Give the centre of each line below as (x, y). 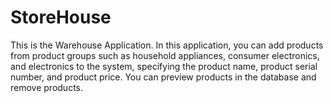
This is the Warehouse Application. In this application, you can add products (167, 45)
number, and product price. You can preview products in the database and (163, 77)
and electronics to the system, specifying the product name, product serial (164, 66)
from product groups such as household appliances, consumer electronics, (165, 55)
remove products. (46, 87)
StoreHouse (61, 17)
